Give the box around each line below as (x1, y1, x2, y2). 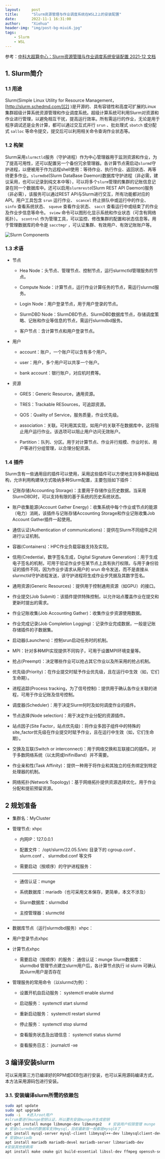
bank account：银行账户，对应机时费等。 (19, 370, 104, 376)
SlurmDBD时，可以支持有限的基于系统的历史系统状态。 (12, 494, 124, 500)
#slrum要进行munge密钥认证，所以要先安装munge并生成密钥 (5, 1117, 110, 1122)
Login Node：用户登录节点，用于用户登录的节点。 (19, 301, 121, 307)
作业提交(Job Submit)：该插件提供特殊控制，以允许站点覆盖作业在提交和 (12, 594, 159, 599)
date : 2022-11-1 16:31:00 (5, 16, 71, 21)
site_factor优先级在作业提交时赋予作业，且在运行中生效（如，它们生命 (12, 729, 154, 735)
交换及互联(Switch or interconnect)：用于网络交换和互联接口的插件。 (12, 746, 152, 752)
